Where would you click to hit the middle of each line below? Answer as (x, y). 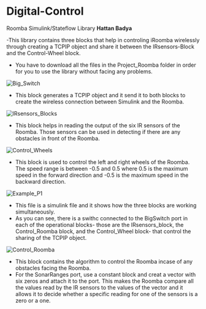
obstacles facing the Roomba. (53, 268)
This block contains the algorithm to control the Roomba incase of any (104, 261)
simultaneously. (35, 212)
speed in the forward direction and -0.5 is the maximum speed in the (102, 175)
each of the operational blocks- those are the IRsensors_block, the (99, 225)
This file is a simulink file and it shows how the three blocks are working (106, 205)
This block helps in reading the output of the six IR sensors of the (97, 125)
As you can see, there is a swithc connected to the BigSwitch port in (101, 218)
